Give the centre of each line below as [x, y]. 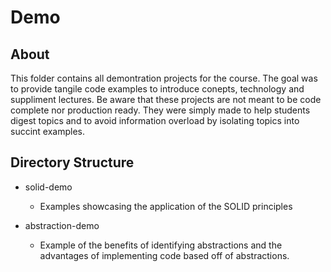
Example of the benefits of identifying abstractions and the [161, 245]
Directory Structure [72, 162]
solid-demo [48, 187]
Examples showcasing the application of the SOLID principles [166, 206]
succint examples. [48, 131]
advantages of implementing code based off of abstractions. [164, 255]
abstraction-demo [62, 225]
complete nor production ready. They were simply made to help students [160, 110]
